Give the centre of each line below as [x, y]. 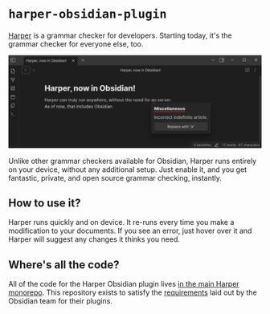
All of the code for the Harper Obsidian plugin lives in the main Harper [124, 284]
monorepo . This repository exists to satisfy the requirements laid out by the [133, 292]
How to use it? [45, 203]
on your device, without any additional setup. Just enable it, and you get [128, 169]
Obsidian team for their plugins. [60, 301]
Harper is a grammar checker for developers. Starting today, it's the [121, 35]
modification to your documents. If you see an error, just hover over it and [130, 231]
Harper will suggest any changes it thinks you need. [94, 239]
